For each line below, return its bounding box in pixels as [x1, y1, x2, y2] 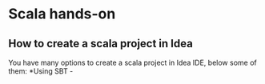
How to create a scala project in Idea [8, 37, 194, 50]
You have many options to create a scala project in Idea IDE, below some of [8, 58, 258, 67]
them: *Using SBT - [8, 66, 74, 76]
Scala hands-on [8, 5, 116, 23]
